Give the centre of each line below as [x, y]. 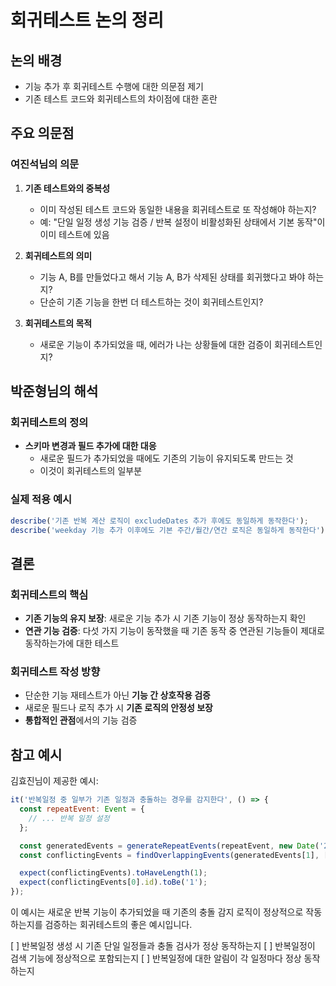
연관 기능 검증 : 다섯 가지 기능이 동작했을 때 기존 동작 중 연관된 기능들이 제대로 [174, 631]
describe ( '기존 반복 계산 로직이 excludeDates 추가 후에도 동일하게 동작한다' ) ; [159, 521]
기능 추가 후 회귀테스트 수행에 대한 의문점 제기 [114, 86]
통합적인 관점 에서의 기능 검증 [81, 720]
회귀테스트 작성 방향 [55, 672]
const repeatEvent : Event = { [82, 809]
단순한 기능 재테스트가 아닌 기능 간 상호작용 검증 [117, 695]
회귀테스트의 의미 [58, 255]
